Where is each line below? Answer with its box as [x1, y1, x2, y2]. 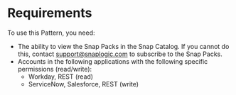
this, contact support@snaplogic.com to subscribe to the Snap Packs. [17, 50, 222, 58]
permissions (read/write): [17, 65, 92, 73]
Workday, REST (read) [28, 72, 94, 81]
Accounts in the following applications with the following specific [17, 57, 208, 65]
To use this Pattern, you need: [7, 28, 95, 37]
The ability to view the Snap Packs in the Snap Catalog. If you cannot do [17, 42, 230, 50]
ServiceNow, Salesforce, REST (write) [28, 79, 139, 88]
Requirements [7, 5, 92, 21]
